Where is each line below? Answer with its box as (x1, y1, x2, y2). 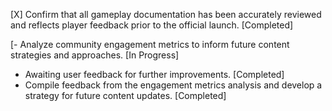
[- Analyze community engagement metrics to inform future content (10, 39, 290, 50)
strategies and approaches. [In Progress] (10, 49, 180, 61)
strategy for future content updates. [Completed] (24, 90, 227, 101)
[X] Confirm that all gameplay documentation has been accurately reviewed (10, 9, 322, 20)
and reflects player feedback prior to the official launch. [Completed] (10, 19, 294, 31)
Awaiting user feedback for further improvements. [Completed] (24, 69, 285, 80)
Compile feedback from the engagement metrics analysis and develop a (24, 79, 323, 91)
